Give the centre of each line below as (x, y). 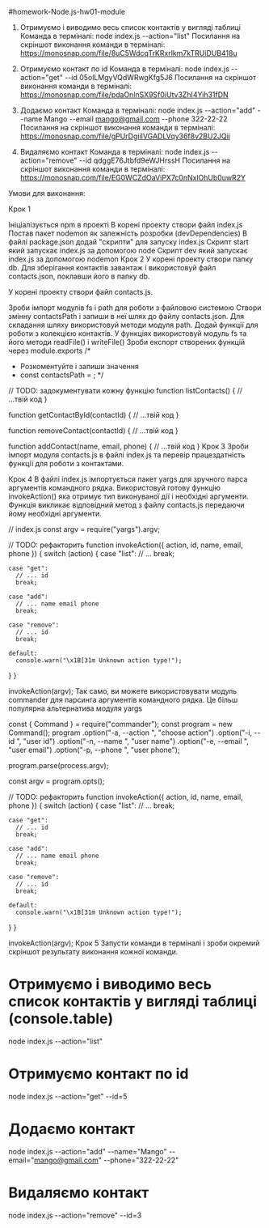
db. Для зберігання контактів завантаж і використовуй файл (112, 268)
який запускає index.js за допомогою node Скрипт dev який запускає (128, 251)
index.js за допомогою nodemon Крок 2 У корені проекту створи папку (131, 259)
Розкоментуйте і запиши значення (79, 366)
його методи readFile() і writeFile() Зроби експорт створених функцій (127, 342)
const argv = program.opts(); (57, 781)
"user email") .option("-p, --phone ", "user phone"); (94, 750)
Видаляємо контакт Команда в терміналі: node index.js (115, 152)
